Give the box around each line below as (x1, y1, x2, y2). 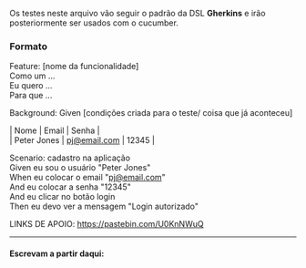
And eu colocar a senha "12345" (9, 181, 132, 192)
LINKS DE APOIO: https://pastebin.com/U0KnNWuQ (9, 219, 204, 230)
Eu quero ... (9, 80, 53, 91)
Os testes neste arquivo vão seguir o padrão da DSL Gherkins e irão (9, 8, 266, 18)
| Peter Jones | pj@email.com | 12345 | (9, 135, 155, 146)
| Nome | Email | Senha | (9, 125, 100, 136)
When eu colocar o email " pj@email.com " (9, 172, 166, 183)
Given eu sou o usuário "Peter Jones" (9, 162, 151, 173)
